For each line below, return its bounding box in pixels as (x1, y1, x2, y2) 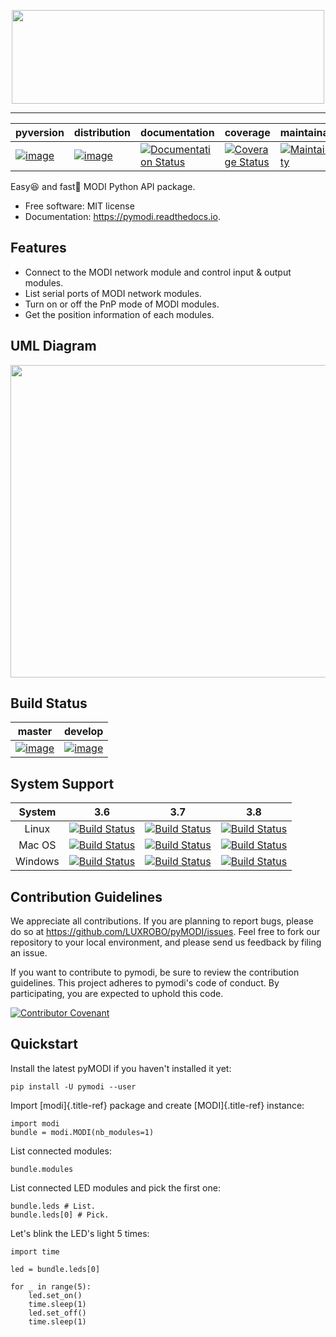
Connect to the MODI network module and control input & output (24, 266, 292, 278)
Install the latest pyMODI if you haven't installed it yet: (10, 1062, 232, 1074)
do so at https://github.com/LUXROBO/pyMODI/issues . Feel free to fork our (10, 926, 321, 938)
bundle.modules (10, 1164, 74, 1174)
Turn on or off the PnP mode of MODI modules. (24, 298, 220, 310)
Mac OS (18, 838, 57, 852)
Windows (15, 855, 60, 869)
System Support (10, 775, 115, 792)
